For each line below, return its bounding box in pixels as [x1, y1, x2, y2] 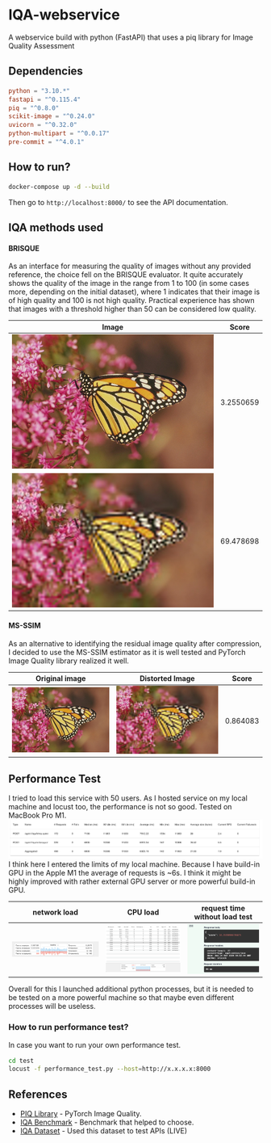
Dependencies [8, 65, 83, 78]
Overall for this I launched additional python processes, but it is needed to [8, 984, 254, 994]
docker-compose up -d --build [8, 183, 110, 191]
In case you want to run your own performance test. [8, 1040, 181, 1049]
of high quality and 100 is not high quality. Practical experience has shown [8, 296, 255, 305]
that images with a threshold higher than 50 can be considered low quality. [8, 305, 256, 314]
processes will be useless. [8, 1002, 96, 1011]
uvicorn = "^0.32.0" [8, 121, 78, 129]
